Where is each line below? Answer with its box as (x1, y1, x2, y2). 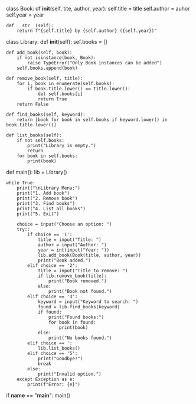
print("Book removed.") (48, 278, 107, 284)
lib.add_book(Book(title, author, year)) (37, 252, 142, 258)
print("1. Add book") (17, 190, 70, 196)
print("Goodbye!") (37, 356, 83, 361)
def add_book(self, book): (6, 50, 73, 56)
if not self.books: (17, 138, 65, 144)
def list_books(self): (6, 132, 62, 138)
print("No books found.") (48, 335, 112, 341)
